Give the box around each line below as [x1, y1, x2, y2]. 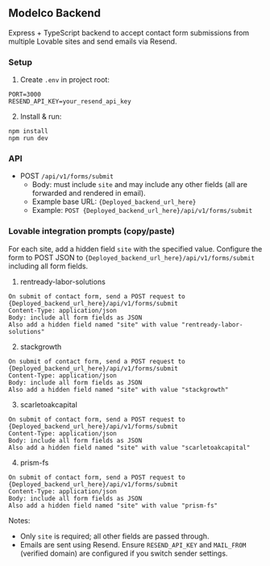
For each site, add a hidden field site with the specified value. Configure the [8, 243, 263, 253]
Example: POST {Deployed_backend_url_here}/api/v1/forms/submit [31, 206, 253, 215]
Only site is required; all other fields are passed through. [19, 531, 210, 541]
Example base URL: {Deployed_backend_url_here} [31, 197, 197, 206]
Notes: [8, 515, 31, 525]
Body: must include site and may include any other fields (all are [31, 180, 248, 189]
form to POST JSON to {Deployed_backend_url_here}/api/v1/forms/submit [8, 252, 255, 262]
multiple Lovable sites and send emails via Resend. [8, 36, 177, 46]
